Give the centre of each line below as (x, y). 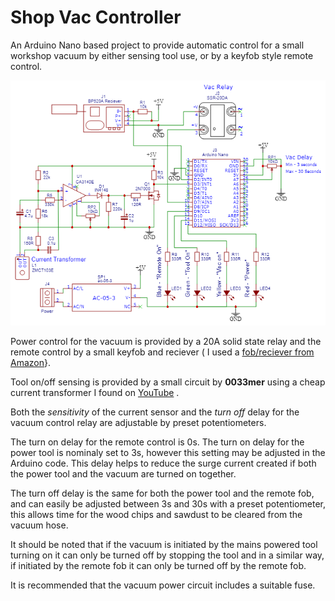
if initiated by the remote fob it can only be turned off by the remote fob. (158, 566)
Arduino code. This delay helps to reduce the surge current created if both (163, 463)
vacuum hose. (39, 525)
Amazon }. (30, 363)
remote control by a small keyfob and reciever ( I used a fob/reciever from (162, 352)
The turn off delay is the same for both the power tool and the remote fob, (162, 493)
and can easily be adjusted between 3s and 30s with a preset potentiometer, (168, 504)
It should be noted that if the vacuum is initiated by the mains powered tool (164, 545)
